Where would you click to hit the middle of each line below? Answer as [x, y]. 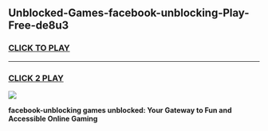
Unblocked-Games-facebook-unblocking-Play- [129, 13]
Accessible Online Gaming [53, 118]
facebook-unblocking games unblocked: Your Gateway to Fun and [120, 110]
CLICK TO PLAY [39, 48]
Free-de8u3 [39, 26]
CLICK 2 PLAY [36, 78]
